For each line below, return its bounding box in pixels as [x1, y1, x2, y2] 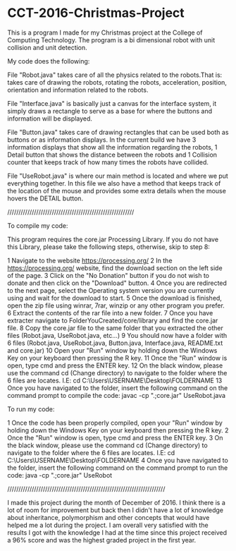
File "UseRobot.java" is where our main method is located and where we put [7, 171, 229, 180]
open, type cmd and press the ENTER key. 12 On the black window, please [7, 361, 223, 370]
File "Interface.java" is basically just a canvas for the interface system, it [7, 99, 217, 107]
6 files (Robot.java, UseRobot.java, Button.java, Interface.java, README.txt [7, 339, 223, 347]
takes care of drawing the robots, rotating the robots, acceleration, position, [7, 78, 228, 86]
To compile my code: [7, 221, 68, 230]
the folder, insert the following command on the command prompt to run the [7, 464, 228, 472]
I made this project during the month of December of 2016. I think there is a [7, 498, 225, 507]
